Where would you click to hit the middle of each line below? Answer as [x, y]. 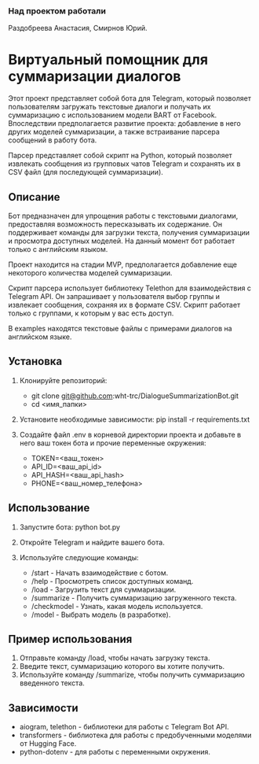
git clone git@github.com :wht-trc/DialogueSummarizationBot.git [135, 396]
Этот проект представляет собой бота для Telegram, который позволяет [129, 98]
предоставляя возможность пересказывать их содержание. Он [115, 224]
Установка [35, 362]
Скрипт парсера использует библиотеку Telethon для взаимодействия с [129, 288]
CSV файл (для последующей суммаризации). [86, 172]
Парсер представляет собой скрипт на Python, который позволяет [120, 156]
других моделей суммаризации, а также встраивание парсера [114, 132]
